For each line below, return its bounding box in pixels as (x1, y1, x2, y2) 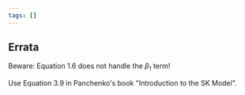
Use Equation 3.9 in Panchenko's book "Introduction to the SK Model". (8, 79, 237, 88)
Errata (8, 41, 40, 54)
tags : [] (8, 11, 37, 20)
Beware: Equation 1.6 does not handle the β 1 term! (8, 61, 171, 73)
